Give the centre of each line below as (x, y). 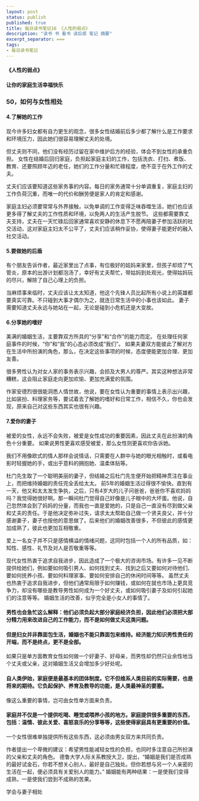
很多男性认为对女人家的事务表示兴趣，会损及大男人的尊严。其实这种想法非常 (99, 372)
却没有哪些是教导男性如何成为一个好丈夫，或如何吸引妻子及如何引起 (105, 590)
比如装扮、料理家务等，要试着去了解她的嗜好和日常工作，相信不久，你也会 (97, 399)
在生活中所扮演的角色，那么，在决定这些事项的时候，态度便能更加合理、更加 (99, 351)
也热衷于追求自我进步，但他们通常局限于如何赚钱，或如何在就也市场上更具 (97, 583)
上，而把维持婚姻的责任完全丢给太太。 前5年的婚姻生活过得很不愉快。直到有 (99, 483)
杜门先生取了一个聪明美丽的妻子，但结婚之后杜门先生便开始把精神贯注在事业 (99, 476)
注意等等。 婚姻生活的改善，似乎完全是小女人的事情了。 (84, 598)
